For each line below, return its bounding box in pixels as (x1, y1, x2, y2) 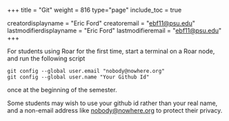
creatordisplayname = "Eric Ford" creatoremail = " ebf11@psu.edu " (7, 19, 195, 27)
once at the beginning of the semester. (7, 86, 117, 93)
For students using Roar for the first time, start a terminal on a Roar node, (7, 47, 215, 55)
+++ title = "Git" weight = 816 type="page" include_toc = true (7, 6, 182, 14)
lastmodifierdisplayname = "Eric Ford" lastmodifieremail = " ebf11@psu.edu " (7, 27, 222, 34)
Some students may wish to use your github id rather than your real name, (7, 99, 218, 107)
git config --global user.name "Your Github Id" (7, 74, 150, 80)
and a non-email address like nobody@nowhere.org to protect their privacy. (7, 107, 223, 114)
